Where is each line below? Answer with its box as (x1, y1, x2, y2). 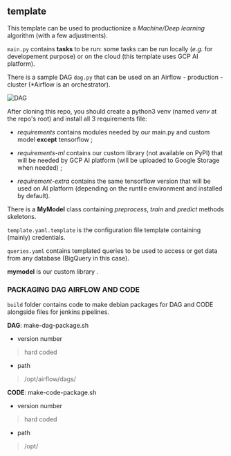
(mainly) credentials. (7, 233, 66, 241)
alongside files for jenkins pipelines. (7, 308, 109, 316)
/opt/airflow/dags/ (24, 375, 76, 383)
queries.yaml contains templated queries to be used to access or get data (7, 246, 218, 255)
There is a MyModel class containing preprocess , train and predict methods (7, 204, 225, 213)
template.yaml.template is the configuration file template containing (7, 225, 201, 234)
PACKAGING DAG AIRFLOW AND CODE (7, 284, 140, 294)
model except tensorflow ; (17, 135, 93, 143)
